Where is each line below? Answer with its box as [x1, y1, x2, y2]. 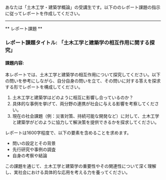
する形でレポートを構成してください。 [5, 84, 83, 90]
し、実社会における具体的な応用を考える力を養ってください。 [5, 170, 130, 176]
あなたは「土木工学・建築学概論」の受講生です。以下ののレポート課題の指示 [5, 4, 161, 10]
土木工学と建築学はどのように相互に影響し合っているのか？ [12, 94, 134, 100]
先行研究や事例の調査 [12, 146, 56, 152]
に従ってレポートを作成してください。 [5, 10, 83, 16]
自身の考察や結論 [12, 153, 47, 159]
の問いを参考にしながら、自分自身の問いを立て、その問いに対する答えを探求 [5, 78, 161, 84]
